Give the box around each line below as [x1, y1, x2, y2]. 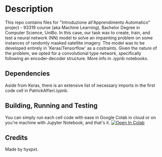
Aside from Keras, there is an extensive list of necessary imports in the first [5, 82, 155, 88]
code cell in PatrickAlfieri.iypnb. [5, 87, 69, 93]
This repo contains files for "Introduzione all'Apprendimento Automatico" [5, 19, 150, 25]
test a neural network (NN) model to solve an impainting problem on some [5, 35, 153, 41]
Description [5, 3, 53, 15]
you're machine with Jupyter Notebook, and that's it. [5, 120, 110, 126]
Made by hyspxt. [5, 146, 39, 152]
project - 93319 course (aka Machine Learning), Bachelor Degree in [5, 24, 140, 30]
